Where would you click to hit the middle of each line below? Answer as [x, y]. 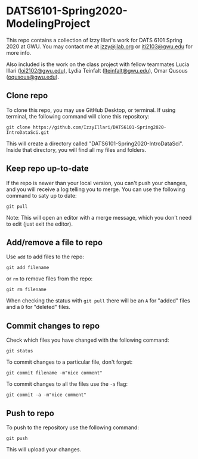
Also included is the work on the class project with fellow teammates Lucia [98, 64]
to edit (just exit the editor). [40, 224]
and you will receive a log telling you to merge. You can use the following [96, 189]
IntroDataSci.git [28, 132]
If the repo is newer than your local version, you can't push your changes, [97, 183]
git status [20, 351]
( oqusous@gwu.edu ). [33, 77]
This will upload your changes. [44, 449]
